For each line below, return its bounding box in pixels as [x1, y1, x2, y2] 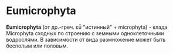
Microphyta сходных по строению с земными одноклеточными [6, 29, 164, 36]
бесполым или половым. [6, 42, 69, 49]
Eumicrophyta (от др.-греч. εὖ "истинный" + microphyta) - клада [6, 23, 168, 31]
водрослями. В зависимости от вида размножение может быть [6, 36, 166, 43]
